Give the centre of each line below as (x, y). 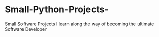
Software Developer (26, 29)
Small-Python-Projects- (57, 10)
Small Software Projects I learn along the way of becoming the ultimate (79, 24)
